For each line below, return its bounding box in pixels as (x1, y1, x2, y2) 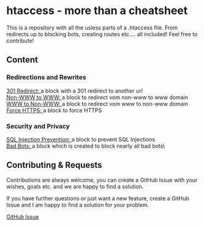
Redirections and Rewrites (6, 73, 87, 81)
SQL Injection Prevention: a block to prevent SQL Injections (6, 135, 155, 143)
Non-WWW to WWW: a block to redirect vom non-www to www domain (6, 93, 189, 101)
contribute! (6, 37, 34, 44)
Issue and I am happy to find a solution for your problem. (6, 201, 149, 208)
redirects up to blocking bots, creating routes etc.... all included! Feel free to (6, 30, 198, 37)
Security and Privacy (6, 122, 70, 130)
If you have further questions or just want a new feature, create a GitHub (6, 194, 190, 202)
